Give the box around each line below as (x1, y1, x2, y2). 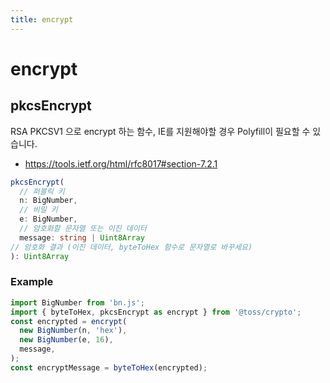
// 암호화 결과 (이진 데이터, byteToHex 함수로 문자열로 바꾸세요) (10, 242, 253, 252)
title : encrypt (10, 14, 74, 25)
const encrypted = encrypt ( (10, 316, 128, 326)
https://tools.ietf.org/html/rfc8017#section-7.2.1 (24, 157, 218, 170)
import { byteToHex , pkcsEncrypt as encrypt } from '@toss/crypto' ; (10, 307, 302, 317)
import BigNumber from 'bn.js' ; (10, 297, 145, 308)
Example (10, 275, 54, 289)
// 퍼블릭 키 (19, 186, 65, 196)
